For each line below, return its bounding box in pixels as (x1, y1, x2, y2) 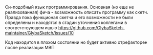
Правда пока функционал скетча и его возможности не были (5, 15, 133, 20)
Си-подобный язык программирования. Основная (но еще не (5, 4, 134, 10)
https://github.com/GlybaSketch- (58, 25, 125, 31)
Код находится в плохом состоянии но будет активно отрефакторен (5, 39, 148, 45)
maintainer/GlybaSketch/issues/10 (5, 30, 74, 36)
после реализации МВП (5, 45, 55, 50)
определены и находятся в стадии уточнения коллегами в (5, 19, 127, 25)
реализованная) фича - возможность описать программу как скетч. (5, 9, 148, 15)
